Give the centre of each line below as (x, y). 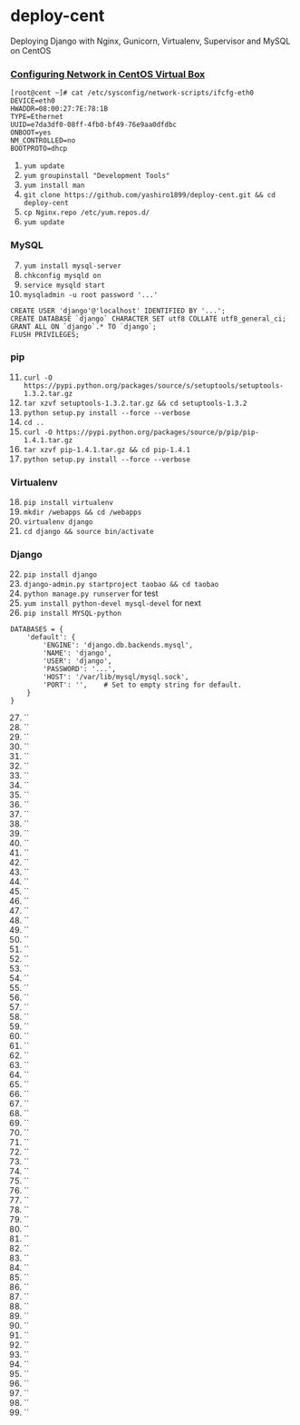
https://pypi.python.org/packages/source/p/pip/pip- (158, 432)
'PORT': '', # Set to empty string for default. (143, 685)
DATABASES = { (37, 629)
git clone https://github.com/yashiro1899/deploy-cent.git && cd (149, 195)
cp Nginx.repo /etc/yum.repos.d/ (87, 213)
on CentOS (31, 50)
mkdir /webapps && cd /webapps (82, 513)
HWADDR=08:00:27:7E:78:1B (59, 109)
